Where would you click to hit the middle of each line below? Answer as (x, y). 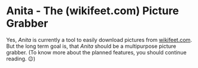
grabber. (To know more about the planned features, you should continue (96, 52)
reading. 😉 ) (21, 59)
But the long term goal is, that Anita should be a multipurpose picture (91, 46)
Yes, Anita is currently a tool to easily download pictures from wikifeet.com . (99, 40)
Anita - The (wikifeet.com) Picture (93, 11)
